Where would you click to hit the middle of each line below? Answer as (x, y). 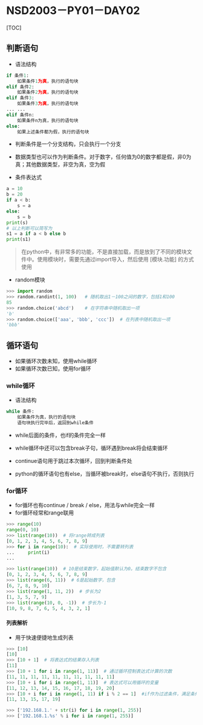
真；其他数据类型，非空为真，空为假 (60, 165)
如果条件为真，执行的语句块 (47, 417)
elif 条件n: (20, 115)
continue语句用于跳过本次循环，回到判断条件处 (74, 461)
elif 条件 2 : (20, 87)
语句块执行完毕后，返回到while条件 (55, 423)
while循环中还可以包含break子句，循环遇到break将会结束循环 (91, 448)
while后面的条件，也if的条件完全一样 (60, 435)
